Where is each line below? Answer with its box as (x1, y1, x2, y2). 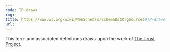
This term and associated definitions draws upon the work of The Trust (5, 36, 155, 42)
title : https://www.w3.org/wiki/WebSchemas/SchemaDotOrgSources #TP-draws (5, 17, 166, 22)
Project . (5, 41, 22, 47)
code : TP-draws (5, 7, 38, 13)
